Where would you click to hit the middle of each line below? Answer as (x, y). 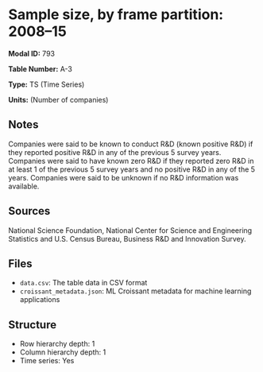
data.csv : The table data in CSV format (83, 283)
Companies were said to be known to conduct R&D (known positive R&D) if (131, 144)
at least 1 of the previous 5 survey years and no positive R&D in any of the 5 (132, 169)
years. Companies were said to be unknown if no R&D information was (124, 177)
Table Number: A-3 (41, 68)
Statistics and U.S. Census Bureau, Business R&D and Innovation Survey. (127, 238)
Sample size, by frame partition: (116, 15)
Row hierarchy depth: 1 (57, 344)
